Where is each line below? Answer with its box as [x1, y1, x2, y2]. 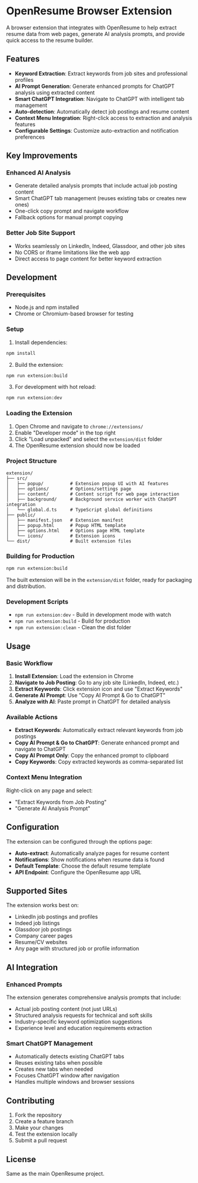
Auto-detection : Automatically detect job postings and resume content [14, 108, 190, 115]
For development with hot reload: [14, 384, 96, 391]
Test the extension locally [14, 1130, 78, 1138]
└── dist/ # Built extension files [6, 538, 132, 544]
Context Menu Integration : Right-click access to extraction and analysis [14, 114, 193, 121]
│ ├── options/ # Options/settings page [6, 486, 132, 492]
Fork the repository [14, 1111, 62, 1118]
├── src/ [6, 475, 28, 482]
